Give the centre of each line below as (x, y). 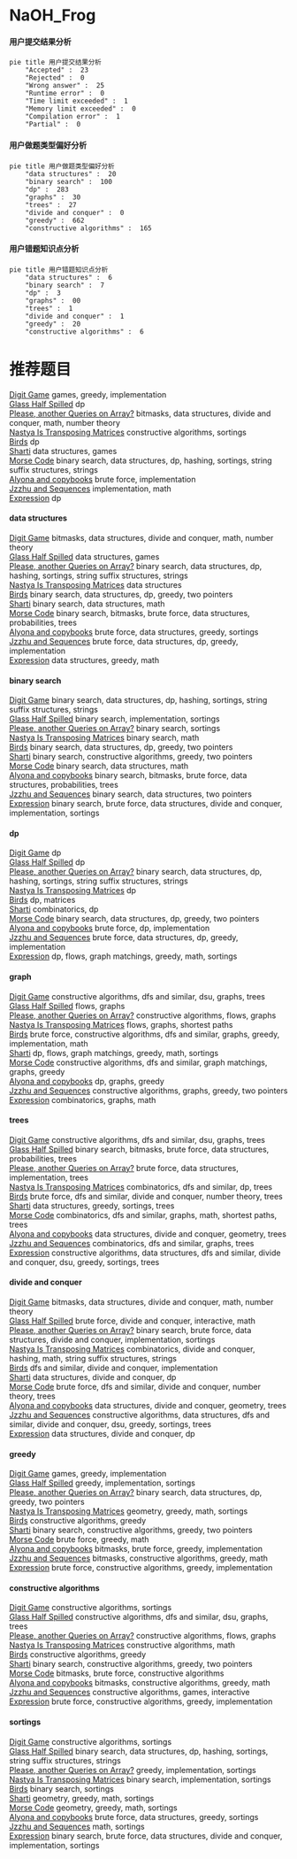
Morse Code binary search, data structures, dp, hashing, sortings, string (141, 460)
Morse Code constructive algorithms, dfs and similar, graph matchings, (138, 1062)
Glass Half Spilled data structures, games (84, 556)
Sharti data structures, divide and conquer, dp (93, 1377)
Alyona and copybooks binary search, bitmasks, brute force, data (128, 775)
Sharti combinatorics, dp (54, 909)
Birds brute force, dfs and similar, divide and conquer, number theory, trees (146, 1196)
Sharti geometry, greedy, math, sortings (82, 1798)
